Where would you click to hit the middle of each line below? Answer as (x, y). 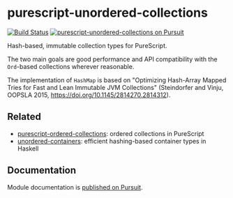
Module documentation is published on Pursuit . (75, 187)
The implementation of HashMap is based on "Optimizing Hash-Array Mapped (117, 80)
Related (24, 117)
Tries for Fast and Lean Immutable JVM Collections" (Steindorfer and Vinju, (115, 87)
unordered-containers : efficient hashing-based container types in (112, 141)
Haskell (28, 148)
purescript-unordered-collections (107, 13)
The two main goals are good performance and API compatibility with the (112, 59)
